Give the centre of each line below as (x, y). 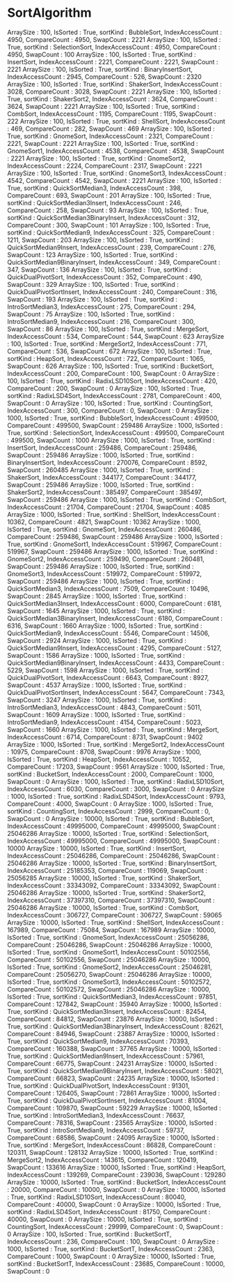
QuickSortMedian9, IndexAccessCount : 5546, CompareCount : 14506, (109, 633)
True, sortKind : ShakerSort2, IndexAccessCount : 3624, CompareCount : (112, 98)
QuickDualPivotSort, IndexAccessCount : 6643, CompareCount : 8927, (108, 677)
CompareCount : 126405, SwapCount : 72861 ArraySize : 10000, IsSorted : (114, 1093)
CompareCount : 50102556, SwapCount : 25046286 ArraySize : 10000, (109, 959)
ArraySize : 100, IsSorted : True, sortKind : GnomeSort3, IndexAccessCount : (117, 173)
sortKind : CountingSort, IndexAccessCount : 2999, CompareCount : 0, (109, 811)
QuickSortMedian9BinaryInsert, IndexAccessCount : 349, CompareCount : (114, 262)
